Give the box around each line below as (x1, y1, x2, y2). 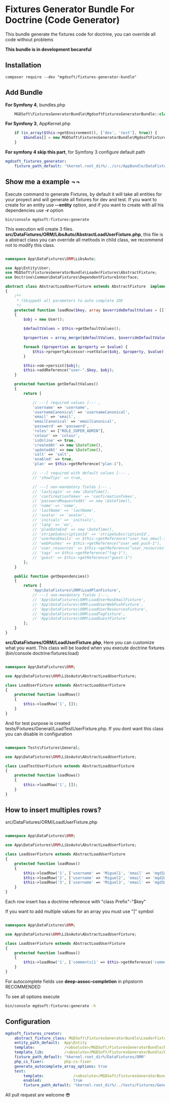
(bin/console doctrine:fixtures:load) (5, 650, 79, 656)
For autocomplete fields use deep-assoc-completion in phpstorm (5, 978, 143, 984)
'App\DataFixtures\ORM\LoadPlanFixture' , (32, 588, 121, 593)
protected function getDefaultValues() (14, 382, 99, 387)
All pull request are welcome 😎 (5, 1092, 71, 1098)
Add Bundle (5, 88, 43, 97)
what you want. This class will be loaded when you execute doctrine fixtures (5, 645, 164, 651)
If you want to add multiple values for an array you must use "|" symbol (5, 908, 154, 914)
